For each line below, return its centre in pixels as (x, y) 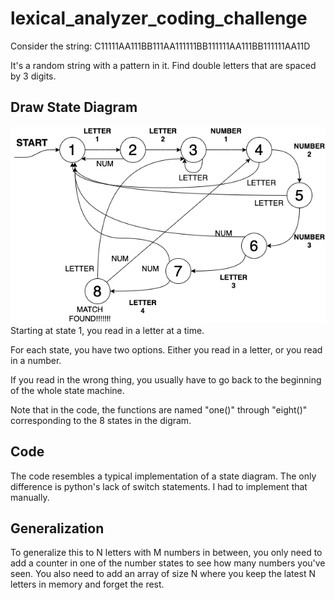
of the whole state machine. (67, 390)
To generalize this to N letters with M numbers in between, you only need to (166, 553)
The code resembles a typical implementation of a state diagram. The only (163, 476)
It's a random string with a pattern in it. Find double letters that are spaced (163, 65)
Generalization (57, 528)
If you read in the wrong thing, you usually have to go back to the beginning (166, 379)
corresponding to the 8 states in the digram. (101, 420)
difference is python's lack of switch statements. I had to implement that (159, 486)
